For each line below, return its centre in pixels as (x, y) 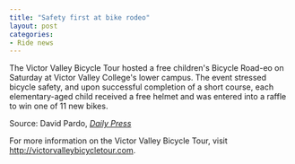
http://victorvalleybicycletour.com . (73, 151)
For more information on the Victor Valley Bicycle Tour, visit (119, 141)
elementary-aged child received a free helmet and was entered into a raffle (148, 97)
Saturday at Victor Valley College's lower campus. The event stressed (138, 78)
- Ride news (31, 43)
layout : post (34, 26)
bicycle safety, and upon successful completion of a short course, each (142, 87)
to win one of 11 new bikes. (59, 106)
